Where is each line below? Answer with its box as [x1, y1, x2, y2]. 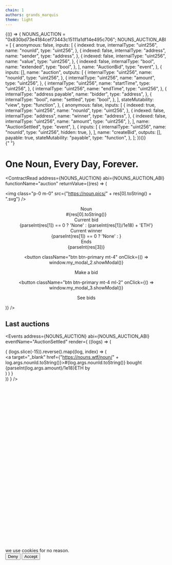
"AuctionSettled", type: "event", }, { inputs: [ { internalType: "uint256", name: [5, 124, 166, 130]
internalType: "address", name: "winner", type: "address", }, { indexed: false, [5, 113, 167, 119]
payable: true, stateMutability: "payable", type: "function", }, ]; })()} [5, 134, 146, 141]
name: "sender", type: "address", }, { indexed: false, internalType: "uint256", [5, 53, 166, 59]
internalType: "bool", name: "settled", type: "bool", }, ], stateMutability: [5, 96, 154, 103]
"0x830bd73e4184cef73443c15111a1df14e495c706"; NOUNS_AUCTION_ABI [5, 36, 166, 43]
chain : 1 [5, 7, 24, 13]
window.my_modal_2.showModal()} [49, 260, 124, 266]
